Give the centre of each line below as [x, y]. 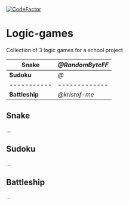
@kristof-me [76, 94]
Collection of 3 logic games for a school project [65, 50]
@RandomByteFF [83, 65]
